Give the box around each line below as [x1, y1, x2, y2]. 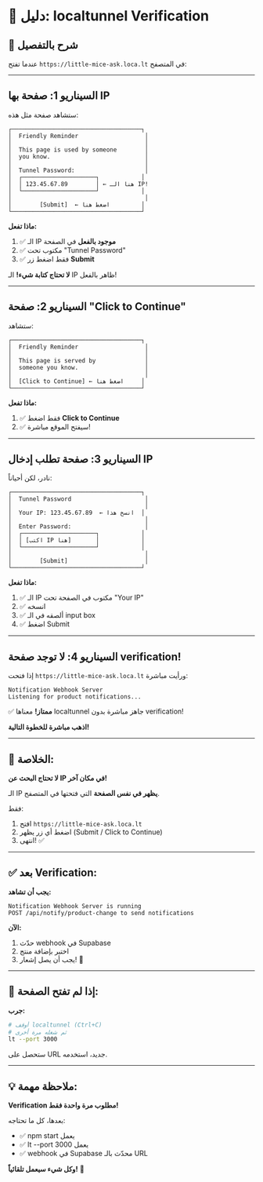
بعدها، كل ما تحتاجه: [8, 1116, 66, 1125]
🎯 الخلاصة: [8, 753, 55, 766]
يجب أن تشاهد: [8, 887, 52, 896]
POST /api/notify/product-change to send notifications [8, 909, 194, 917]
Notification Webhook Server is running [8, 902, 142, 910]
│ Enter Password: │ [8, 523, 149, 531]
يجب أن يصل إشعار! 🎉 [19, 954, 84, 964]
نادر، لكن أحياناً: [8, 473, 52, 483]
